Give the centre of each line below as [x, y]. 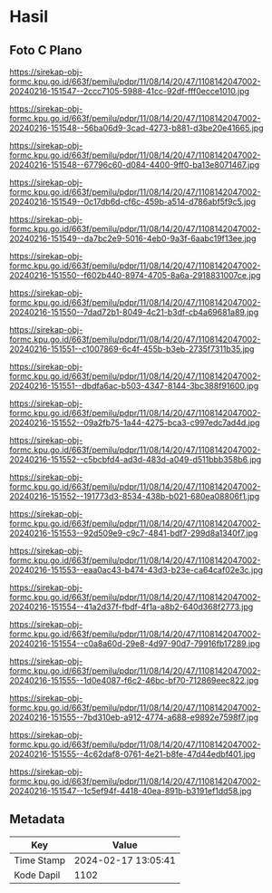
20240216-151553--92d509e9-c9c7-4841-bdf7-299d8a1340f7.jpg [134, 533]
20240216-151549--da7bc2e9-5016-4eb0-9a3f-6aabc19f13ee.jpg [133, 238]
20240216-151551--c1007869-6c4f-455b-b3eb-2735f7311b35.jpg [132, 349]
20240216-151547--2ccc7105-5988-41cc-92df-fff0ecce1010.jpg [130, 91]
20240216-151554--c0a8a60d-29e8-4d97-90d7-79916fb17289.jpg [135, 644]
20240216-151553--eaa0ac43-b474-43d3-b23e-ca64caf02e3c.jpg [136, 570]
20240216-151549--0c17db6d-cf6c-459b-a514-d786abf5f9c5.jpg [133, 202]
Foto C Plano [46, 50]
